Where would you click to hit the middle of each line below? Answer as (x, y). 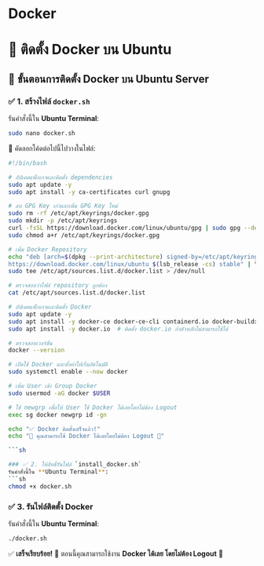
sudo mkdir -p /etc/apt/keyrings (63, 221)
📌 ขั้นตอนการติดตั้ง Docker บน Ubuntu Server (109, 79)
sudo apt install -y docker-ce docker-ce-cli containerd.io (109, 321)
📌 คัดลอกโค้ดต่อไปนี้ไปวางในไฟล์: (52, 148)
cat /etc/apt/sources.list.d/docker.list (77, 293)
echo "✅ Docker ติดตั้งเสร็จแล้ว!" (54, 429)
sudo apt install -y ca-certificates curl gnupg (89, 192)
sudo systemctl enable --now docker (68, 372)
